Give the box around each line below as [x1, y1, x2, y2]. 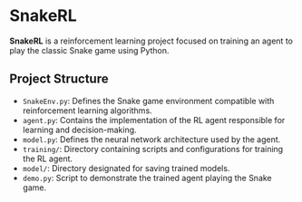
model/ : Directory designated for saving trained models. [22, 162, 230, 173]
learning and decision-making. [22, 124, 138, 135]
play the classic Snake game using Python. [9, 44, 170, 55]
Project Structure [9, 72, 109, 87]
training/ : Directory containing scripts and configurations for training [22, 143, 284, 154]
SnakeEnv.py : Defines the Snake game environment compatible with [22, 95, 275, 106]
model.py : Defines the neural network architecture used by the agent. [22, 133, 281, 145]
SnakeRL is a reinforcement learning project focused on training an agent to [9, 35, 293, 46]
